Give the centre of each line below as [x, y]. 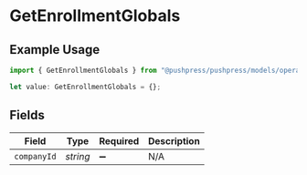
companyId [35, 156]
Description [174, 140]
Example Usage [55, 50]
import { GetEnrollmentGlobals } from [83, 70]
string [78, 156]
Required [119, 140]
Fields [27, 115]
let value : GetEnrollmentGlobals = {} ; [85, 87]
